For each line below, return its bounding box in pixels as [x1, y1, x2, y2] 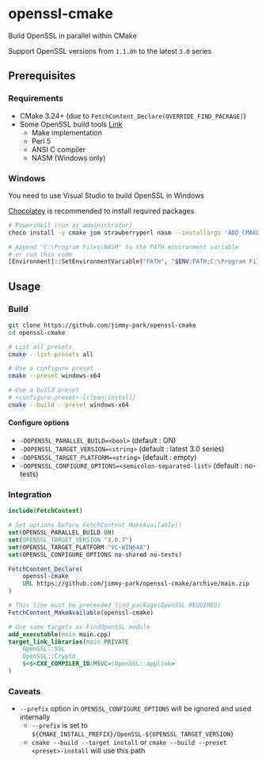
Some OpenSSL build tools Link [19, 120, 123, 129]
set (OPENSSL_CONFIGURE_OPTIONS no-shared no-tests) [8, 551, 182, 559]
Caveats [8, 685, 41, 697]
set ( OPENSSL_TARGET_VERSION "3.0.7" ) [8, 536, 133, 544]
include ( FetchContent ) [8, 507, 83, 515]
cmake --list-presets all [8, 350, 93, 359]
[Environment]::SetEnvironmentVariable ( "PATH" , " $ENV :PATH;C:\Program [8, 258, 246, 266]
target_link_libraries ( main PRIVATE [8, 638, 129, 646]
